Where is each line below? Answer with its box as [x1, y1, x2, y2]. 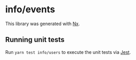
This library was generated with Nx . [5, 21, 80, 27]
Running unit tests [5, 35, 65, 44]
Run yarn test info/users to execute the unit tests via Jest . [5, 49, 131, 55]
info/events [5, 4, 55, 15]
